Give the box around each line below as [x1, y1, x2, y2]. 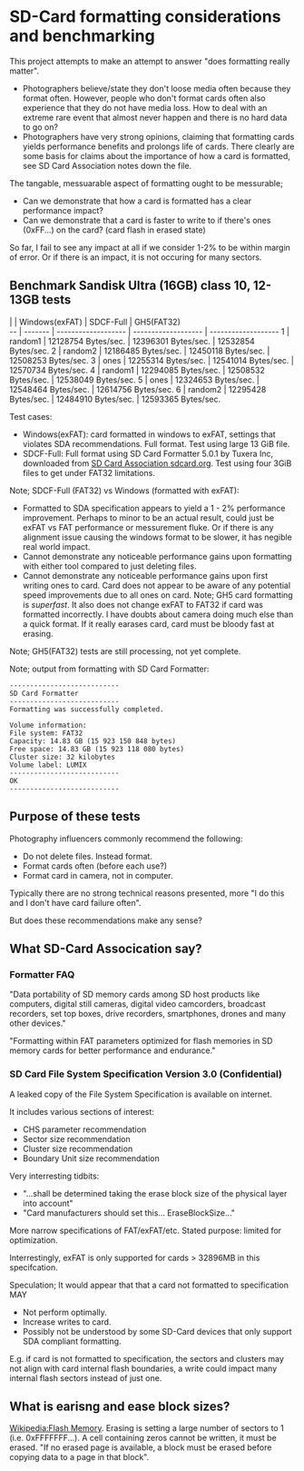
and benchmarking [9, 25, 156, 46]
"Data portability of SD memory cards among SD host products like [9, 989, 260, 1000]
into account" [22, 1198, 74, 1208]
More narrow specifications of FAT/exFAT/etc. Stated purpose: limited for [9, 1225, 282, 1236]
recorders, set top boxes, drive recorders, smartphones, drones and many [9, 1009, 287, 1019]
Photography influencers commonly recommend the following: [9, 833, 243, 844]
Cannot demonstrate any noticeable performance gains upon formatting [22, 551, 292, 562]
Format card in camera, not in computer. [22, 870, 174, 880]
